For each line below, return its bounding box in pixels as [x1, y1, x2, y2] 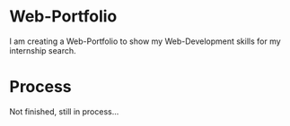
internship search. [9, 45, 76, 55]
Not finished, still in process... [9, 105, 119, 117]
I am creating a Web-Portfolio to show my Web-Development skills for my [9, 36, 281, 46]
